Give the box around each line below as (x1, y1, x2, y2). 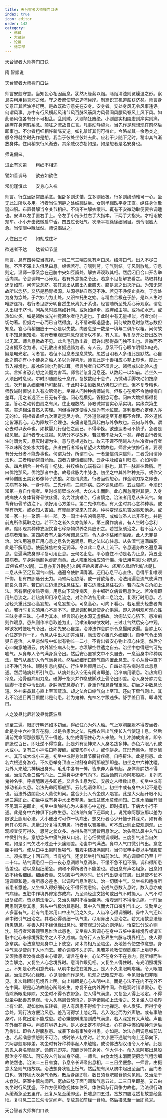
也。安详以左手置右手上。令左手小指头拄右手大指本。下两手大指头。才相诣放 (5, 212, 162, 218)
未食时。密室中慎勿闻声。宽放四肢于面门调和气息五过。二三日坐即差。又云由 (5, 1078, 162, 1084)
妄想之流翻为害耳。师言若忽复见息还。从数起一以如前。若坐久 (31, 369, 158, 375)
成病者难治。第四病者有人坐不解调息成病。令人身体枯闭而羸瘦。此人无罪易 (5, 532, 158, 538)
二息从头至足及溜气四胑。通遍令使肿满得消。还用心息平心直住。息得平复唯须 (5, 569, 162, 575)
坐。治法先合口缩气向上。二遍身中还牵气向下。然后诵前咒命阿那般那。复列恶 (5, 772, 162, 778)
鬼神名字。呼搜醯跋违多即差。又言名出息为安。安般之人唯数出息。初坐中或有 (5, 778, 162, 784)
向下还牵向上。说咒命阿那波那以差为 (87, 809, 162, 815)
